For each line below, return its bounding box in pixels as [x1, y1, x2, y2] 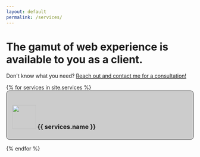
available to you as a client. [6, 53, 143, 66]
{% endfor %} [6, 145, 40, 152]
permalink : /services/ [6, 14, 62, 20]
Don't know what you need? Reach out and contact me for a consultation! [6, 72, 186, 79]
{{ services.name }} [37, 123, 96, 131]
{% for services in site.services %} [6, 84, 92, 91]
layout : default [6, 8, 46, 15]
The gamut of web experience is [6, 40, 168, 54]
